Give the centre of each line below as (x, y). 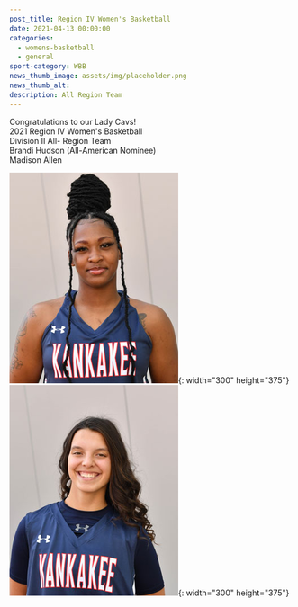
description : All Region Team (66, 94)
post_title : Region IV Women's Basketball (90, 19)
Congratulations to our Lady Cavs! (73, 121)
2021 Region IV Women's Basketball (76, 131)
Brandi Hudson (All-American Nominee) (83, 150)
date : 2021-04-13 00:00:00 (60, 28)
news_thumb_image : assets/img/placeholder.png (98, 76)
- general (36, 57)
